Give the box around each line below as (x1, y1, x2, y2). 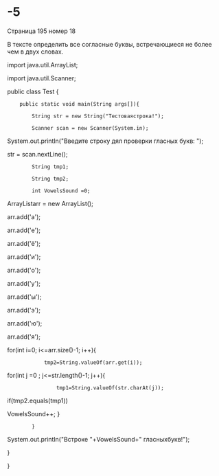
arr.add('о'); (7, 266, 41, 274)
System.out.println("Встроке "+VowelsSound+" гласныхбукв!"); (7, 435, 190, 443)
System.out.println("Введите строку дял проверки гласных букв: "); (7, 137, 204, 145)
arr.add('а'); (7, 212, 41, 220)
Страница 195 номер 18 (7, 27, 76, 35)
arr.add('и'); (7, 252, 41, 261)
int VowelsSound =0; (32, 187, 91, 194)
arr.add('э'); (7, 306, 41, 314)
